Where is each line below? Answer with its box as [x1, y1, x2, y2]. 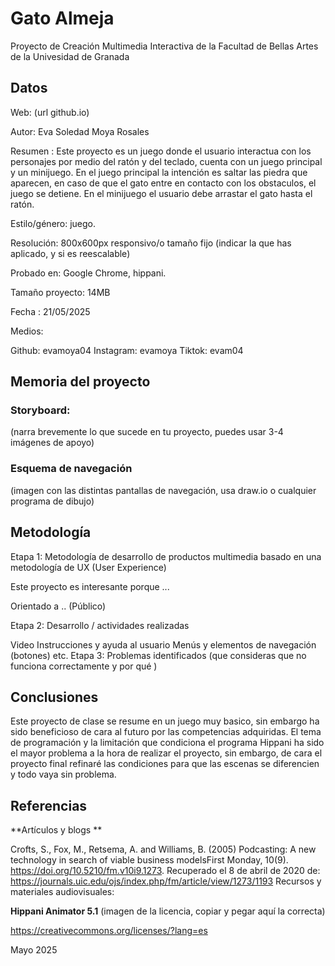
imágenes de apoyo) [10, 437, 95, 449]
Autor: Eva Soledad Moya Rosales [10, 125, 150, 137]
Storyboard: [10, 403, 71, 417]
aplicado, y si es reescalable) [10, 247, 131, 259]
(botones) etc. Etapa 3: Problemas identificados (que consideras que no [10, 649, 307, 661]
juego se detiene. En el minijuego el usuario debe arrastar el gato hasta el [10, 187, 313, 199]
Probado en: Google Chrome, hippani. [10, 267, 167, 279]
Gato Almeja [10, 7, 115, 30]
